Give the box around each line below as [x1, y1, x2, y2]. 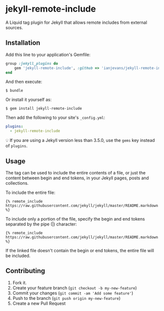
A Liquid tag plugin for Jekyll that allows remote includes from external [5, 19, 147, 25]
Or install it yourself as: [5, 97, 52, 103]
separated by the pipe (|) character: [5, 221, 77, 227]
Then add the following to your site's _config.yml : [5, 115, 106, 121]
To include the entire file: [5, 190, 55, 195]
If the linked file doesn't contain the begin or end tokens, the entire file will [5, 247, 154, 253]
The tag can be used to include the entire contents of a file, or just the [5, 170, 146, 175]
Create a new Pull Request [12, 300, 66, 306]
